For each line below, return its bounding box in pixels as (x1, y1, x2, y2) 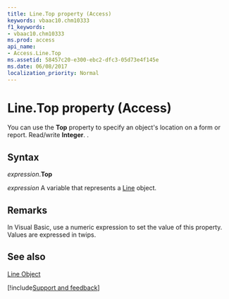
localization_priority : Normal (7, 69, 99, 76)
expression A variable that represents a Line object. (7, 184, 157, 192)
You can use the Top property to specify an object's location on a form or (7, 123, 221, 131)
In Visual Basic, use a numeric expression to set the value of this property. (7, 223, 223, 232)
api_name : (7, 43, 37, 50)
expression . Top (7, 170, 53, 179)
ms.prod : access (7, 37, 55, 44)
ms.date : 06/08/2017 (7, 63, 68, 70)
